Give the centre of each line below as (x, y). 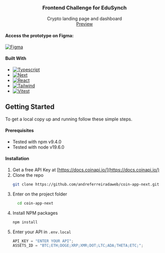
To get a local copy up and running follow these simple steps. (69, 119)
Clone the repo (28, 175)
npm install (25, 222)
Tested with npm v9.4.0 (37, 142)
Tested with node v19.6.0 (38, 147)
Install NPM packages (35, 213)
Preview (85, 24)
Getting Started (30, 107)
